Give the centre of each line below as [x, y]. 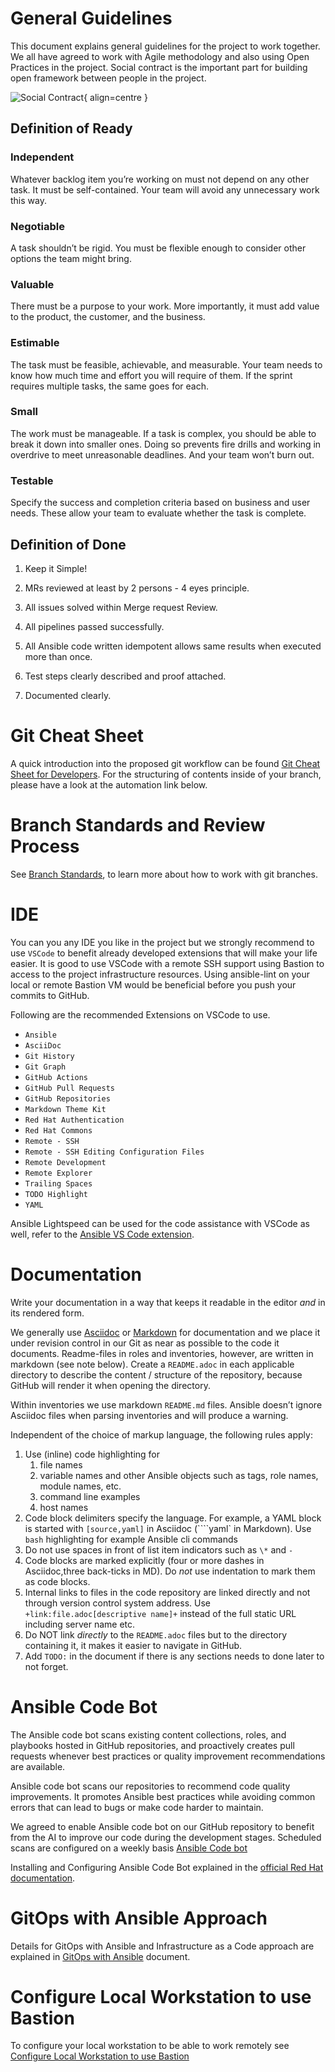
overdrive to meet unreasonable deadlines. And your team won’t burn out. [162, 454]
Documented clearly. [68, 695]
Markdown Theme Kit [65, 1109]
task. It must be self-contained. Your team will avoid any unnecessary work [165, 189]
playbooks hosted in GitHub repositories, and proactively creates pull [152, 1745]
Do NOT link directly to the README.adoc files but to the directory [156, 1634]
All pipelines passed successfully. [94, 626]
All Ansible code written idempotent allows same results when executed [173, 646]
